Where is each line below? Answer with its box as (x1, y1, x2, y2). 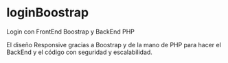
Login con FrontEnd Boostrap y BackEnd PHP (6, 27, 135, 36)
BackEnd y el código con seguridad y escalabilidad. (6, 48, 152, 56)
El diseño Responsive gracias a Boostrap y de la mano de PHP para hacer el (6, 40, 221, 49)
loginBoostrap (6, 5, 89, 21)
